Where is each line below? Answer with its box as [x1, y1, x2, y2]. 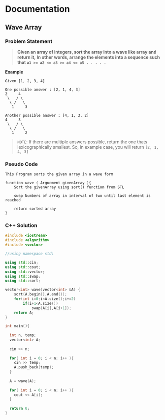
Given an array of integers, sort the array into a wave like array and [17, 49, 157, 55]
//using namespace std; [5, 251, 54, 257]
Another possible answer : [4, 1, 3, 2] [5, 113, 90, 118]
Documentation [5, 3, 70, 15]
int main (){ [5, 323, 30, 328]
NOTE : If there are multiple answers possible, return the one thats [17, 139, 148, 145]
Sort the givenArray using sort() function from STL [14, 185, 125, 190]
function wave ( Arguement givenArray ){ [5, 181, 92, 186]
